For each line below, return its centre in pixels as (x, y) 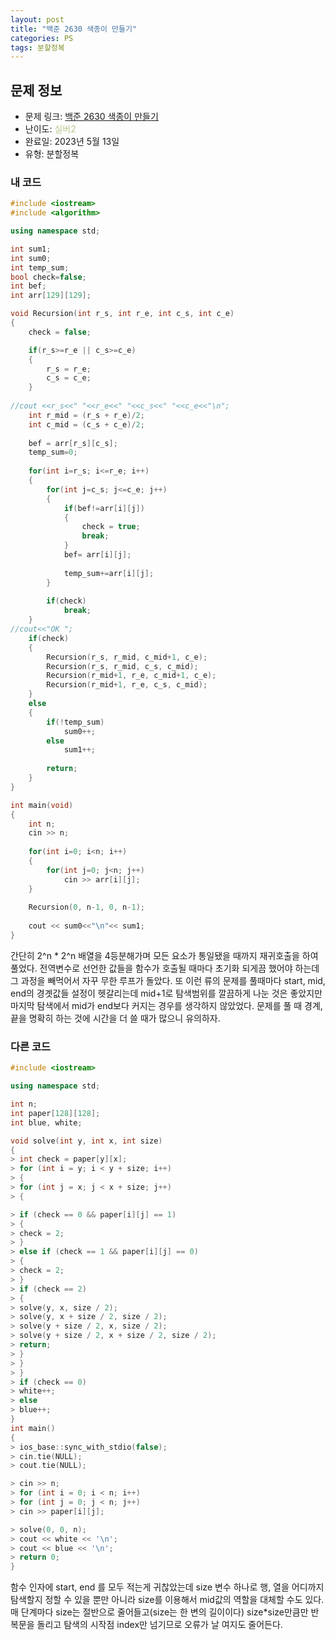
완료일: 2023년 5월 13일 (72, 142)
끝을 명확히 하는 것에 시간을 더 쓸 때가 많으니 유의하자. (115, 1018)
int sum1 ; (31, 249)
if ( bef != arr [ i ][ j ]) (104, 508)
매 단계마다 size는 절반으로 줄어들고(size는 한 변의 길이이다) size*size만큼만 (159, 1612)
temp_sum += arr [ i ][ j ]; (109, 573)
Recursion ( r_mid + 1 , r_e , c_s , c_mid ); (127, 685)
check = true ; (111, 527)
